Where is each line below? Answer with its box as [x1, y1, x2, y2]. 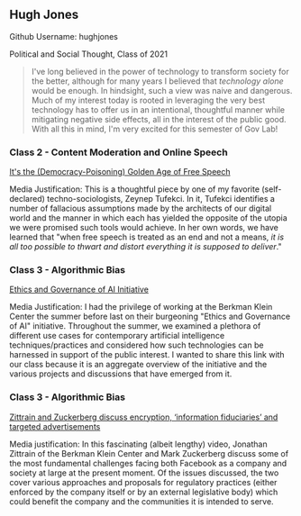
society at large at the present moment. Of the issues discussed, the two [9, 467, 279, 478]
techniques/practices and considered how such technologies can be [9, 339, 264, 350]
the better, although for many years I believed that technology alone [31, 76, 284, 86]
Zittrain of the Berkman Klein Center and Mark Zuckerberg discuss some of [9, 448, 289, 458]
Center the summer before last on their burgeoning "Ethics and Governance [9, 311, 291, 322]
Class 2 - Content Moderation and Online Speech [9, 146, 228, 158]
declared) [9, 194, 45, 204]
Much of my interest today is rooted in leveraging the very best [31, 95, 266, 105]
